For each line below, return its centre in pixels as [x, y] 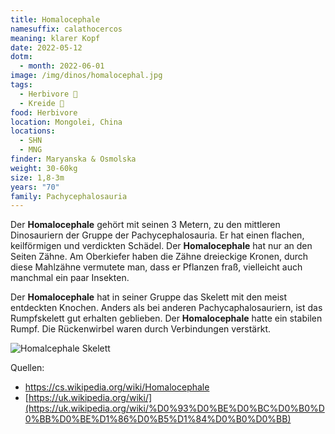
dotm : [21, 57]
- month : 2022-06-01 [62, 66]
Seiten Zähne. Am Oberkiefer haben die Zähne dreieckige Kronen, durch [159, 257]
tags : [21, 85]
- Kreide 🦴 [42, 103]
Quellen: [27, 368]
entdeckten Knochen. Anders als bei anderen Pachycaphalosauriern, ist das [166, 308]
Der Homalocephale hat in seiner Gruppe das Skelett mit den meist [149, 297]
